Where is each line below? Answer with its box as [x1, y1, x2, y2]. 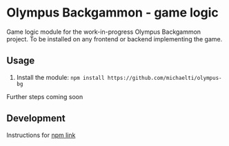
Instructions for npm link [6, 131, 76, 139]
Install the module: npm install [16, 73, 105, 81]
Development [6, 112, 66, 125]
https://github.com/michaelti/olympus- [107, 74, 222, 81]
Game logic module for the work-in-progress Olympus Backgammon [6, 28, 201, 36]
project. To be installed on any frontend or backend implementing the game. [6, 34, 223, 43]
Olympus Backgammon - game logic [6, 5, 219, 21]
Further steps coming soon [6, 92, 83, 101]
